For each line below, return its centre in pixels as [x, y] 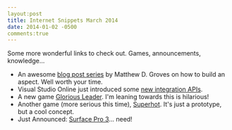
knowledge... [26, 61]
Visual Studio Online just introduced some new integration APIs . [110, 89]
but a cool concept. [46, 112]
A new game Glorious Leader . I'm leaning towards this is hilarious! [113, 97]
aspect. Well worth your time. [60, 82]
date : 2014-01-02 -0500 [42, 27]
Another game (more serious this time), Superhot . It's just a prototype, [120, 104]
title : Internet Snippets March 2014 [63, 20]
